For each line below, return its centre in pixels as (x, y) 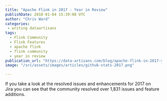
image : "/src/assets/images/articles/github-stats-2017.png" (70, 65)
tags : (11, 33)
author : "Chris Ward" (28, 19)
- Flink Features (28, 42)
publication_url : (23, 61)
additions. (15, 95)
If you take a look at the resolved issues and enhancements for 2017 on (78, 84)
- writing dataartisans (32, 28)
